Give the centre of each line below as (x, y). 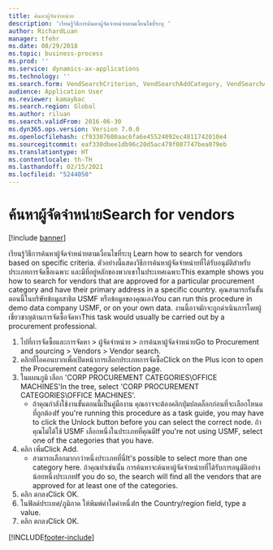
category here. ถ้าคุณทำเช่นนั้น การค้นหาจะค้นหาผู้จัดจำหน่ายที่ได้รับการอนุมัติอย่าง (146, 467)
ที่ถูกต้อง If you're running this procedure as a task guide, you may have (148, 413)
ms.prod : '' (28, 62)
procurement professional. (53, 326)
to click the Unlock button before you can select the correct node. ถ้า (147, 422)
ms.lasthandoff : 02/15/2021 (56, 167)
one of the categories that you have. (93, 440)
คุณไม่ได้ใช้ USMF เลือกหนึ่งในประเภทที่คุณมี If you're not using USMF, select (147, 431)
